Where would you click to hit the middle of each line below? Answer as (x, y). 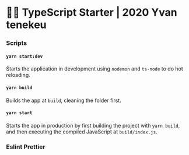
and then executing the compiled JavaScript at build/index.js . (82, 132)
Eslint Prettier (26, 147)
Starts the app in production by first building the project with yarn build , (93, 125)
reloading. (18, 75)
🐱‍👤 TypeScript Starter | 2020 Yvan (92, 13)
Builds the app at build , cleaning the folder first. (64, 100)
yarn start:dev (24, 56)
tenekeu (26, 25)
